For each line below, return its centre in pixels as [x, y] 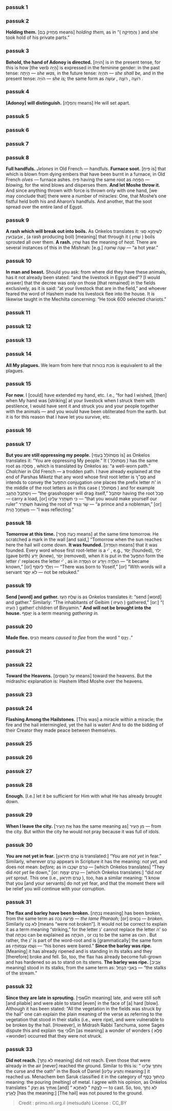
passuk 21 [19, 651]
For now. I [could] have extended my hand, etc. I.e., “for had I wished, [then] [86, 395]
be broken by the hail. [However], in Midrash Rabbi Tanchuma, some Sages [85, 1025]
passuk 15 [19, 384]
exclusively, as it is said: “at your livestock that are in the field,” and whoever [86, 288]
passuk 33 [19, 1049]
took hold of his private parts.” [38, 37]
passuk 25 [19, 744]
